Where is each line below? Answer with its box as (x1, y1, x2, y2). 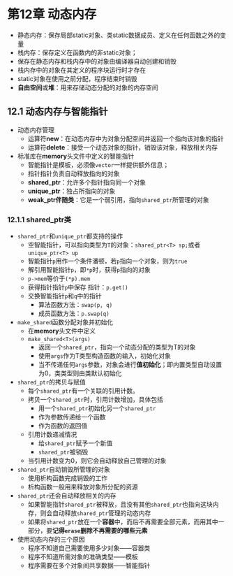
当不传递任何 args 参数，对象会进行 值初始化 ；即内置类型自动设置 (38, 361, 223, 369)
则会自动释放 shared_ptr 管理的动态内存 (40, 509, 151, 517)
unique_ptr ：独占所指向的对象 (27, 187, 116, 195)
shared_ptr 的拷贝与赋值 (17, 378, 86, 387)
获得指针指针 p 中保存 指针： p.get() (27, 283, 128, 291)
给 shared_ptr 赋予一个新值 (38, 439, 113, 447)
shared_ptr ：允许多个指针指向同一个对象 (27, 178, 146, 186)
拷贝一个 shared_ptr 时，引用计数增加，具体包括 (27, 396, 164, 404)
